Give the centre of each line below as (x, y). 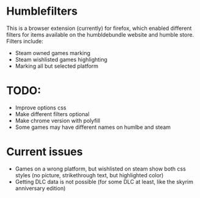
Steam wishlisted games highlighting (61, 59)
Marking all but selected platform (57, 66)
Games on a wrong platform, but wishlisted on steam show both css (100, 169)
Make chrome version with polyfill (58, 120)
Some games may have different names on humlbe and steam (93, 127)
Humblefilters (42, 11)
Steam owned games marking (52, 53)
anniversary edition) (40, 188)
